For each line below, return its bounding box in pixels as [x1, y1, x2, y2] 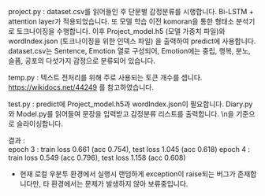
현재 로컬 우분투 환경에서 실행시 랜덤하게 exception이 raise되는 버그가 [19, 169, 237, 179]
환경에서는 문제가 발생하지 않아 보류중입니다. [50, 179, 188, 188]
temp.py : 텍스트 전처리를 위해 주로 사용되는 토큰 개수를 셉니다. [8, 73, 203, 82]
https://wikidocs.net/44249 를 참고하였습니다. [8, 83, 154, 92]
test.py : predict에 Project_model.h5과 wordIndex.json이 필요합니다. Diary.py [8, 99, 253, 109]
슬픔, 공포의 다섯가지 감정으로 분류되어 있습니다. [8, 56, 156, 65]
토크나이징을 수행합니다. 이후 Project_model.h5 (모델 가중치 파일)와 [16, 27, 226, 35]
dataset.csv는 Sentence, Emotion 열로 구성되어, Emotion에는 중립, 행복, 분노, [8, 46, 251, 55]
